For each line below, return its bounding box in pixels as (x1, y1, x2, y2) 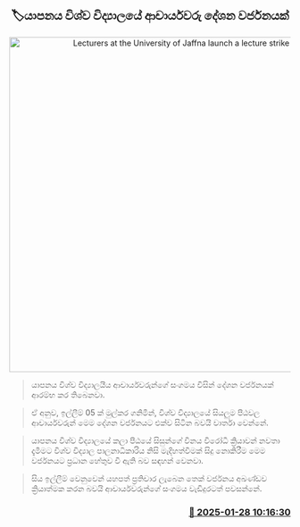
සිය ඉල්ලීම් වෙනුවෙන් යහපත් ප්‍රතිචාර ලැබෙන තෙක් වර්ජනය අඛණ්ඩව (30, 473, 268, 483)
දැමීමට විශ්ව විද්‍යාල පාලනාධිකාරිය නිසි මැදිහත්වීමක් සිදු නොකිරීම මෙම (30, 445, 266, 456)
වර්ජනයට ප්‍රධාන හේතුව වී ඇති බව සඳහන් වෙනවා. (30, 455, 204, 465)
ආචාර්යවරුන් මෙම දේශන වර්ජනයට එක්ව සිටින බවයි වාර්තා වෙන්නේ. (30, 417, 270, 428)
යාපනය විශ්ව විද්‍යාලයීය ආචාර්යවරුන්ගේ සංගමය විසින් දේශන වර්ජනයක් (30, 379, 274, 389)
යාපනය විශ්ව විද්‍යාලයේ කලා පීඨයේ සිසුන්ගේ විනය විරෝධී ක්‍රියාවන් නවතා (30, 435, 280, 446)
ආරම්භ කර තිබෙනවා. (30, 389, 105, 400)
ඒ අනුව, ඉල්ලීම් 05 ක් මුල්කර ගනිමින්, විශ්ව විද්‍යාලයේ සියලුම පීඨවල (30, 406, 261, 418)
